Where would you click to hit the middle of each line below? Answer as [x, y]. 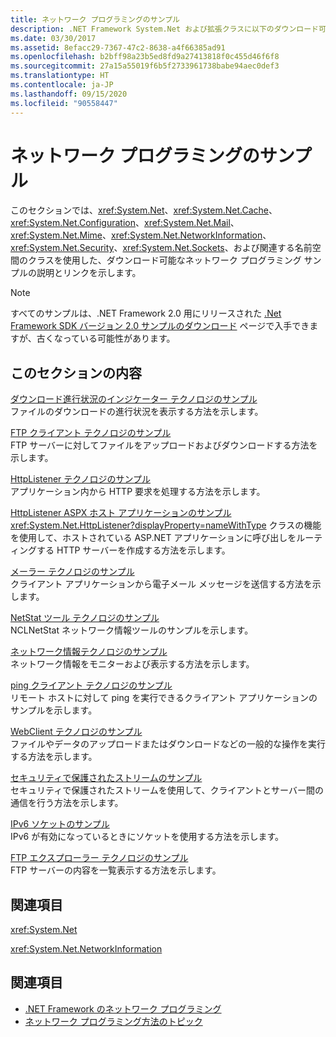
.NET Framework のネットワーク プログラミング [123, 1008]
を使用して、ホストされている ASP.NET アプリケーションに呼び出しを [153, 538]
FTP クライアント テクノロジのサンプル [91, 433]
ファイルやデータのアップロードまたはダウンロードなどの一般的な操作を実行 [168, 744]
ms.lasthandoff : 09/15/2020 [69, 94]
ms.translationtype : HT [60, 76]
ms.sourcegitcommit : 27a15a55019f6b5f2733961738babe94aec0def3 [145, 66]
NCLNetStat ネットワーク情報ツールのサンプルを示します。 [132, 630]
